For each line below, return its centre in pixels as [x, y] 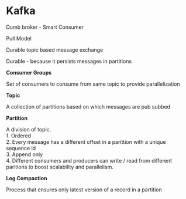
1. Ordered [18, 136]
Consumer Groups [29, 72]
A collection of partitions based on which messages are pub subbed [88, 106]
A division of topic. [29, 129]
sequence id [21, 148]
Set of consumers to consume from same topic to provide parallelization [93, 84]
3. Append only [25, 154]
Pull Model [19, 38]
